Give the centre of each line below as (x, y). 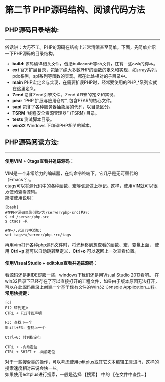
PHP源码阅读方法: (32, 143)
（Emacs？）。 (19, 180)
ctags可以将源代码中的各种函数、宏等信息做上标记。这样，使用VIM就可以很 (82, 186)
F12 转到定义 (17, 308)
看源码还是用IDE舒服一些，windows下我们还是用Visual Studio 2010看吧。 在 (82, 275)
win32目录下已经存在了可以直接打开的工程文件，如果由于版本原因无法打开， (82, 281)
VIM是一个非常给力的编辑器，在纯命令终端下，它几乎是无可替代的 (72, 173)
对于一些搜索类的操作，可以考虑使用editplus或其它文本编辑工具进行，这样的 (82, 362)
